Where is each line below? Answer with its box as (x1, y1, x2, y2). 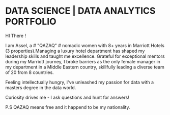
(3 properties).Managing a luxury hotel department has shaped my (5, 48, 145, 54)
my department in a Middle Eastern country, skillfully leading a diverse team (5, 64, 164, 70)
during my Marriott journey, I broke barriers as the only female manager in (5, 58, 160, 64)
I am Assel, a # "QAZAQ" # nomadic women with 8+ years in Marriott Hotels (5, 42, 164, 48)
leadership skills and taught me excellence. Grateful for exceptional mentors (5, 53, 165, 59)
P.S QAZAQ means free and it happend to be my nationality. (5, 104, 131, 110)
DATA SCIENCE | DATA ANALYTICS (5, 5, 156, 17)
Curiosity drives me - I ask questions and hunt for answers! (5, 94, 130, 100)
